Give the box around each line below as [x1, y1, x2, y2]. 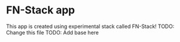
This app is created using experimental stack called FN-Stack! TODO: [6, 23, 175, 30]
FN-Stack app [6, 3, 75, 17]
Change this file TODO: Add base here [6, 29, 99, 36]
